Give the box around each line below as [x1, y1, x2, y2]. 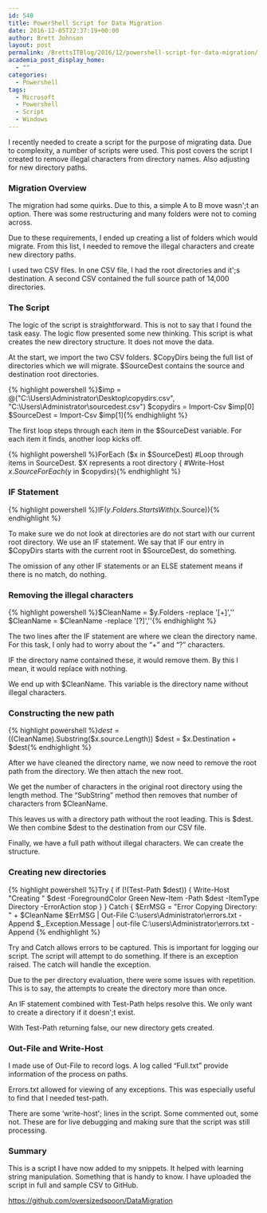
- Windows [15, 116, 48, 124]
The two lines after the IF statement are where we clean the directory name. [8, 631, 257, 642]
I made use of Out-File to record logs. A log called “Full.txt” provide [8, 1061, 229, 1070]
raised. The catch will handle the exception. [8, 960, 151, 969]
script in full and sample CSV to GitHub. [8, 1180, 139, 1190]
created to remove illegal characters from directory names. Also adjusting [8, 154, 250, 163]
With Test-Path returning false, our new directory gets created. [8, 1023, 215, 1032]
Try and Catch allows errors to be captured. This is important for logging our [8, 942, 259, 952]
